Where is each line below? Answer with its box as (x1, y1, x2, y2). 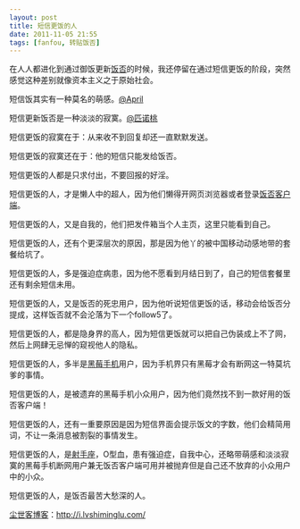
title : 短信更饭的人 (9, 21, 78, 30)
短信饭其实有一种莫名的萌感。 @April (9, 94, 144, 105)
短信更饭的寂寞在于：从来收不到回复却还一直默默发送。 (9, 131, 212, 143)
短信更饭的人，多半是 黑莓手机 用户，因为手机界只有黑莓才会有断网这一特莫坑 (9, 358, 291, 369)
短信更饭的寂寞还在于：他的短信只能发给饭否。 (9, 151, 181, 162)
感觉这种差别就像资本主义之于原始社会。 (9, 75, 158, 86)
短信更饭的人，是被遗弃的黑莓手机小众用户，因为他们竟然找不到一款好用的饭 (9, 389, 291, 399)
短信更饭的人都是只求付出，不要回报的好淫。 (9, 170, 174, 181)
